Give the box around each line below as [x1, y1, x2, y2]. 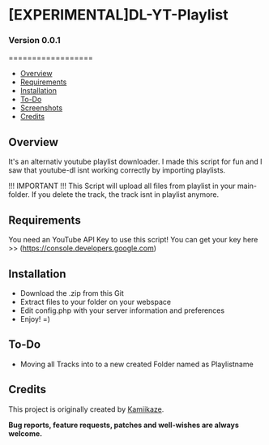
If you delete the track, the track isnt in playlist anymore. [31, 190, 220, 199]
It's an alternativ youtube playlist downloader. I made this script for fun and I [8, 156, 263, 167]
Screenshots [19, 103, 63, 113]
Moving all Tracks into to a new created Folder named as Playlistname [19, 359, 254, 369]
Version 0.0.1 [8, 35, 61, 46]
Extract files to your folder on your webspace [19, 297, 172, 306]
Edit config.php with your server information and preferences [19, 306, 225, 315]
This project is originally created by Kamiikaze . [8, 404, 164, 414]
